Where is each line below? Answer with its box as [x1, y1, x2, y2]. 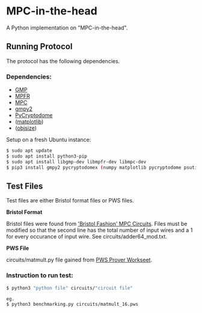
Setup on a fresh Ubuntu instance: [6, 136, 91, 144]
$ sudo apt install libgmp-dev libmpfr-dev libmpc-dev [6, 159, 147, 165]
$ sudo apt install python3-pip [6, 153, 87, 159]
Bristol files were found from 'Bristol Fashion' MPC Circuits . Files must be [6, 220, 188, 228]
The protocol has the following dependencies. [6, 57, 120, 64]
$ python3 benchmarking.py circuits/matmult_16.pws [6, 302, 138, 308]
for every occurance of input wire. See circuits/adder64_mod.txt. [6, 233, 167, 240]
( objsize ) [14, 124, 37, 132]
